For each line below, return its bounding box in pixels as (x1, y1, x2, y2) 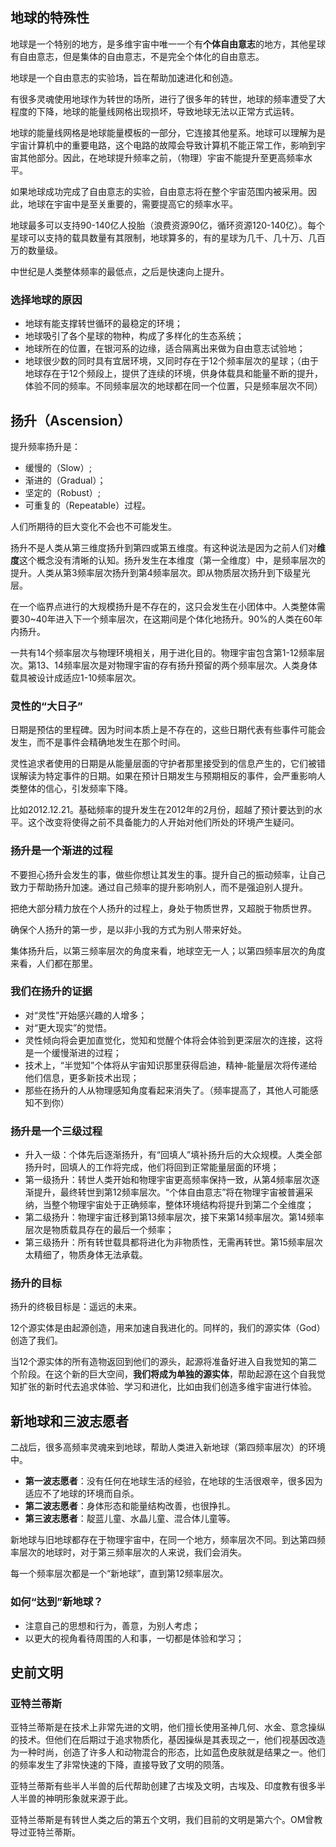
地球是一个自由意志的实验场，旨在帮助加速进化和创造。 (10, 71, 238, 83)
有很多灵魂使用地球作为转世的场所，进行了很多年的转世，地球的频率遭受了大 (10, 93, 326, 105)
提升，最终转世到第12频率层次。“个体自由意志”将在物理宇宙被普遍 (33, 1186, 305, 1198)
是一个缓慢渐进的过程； (24, 1046, 122, 1058)
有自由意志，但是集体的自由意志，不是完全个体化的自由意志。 (10, 50, 265, 62)
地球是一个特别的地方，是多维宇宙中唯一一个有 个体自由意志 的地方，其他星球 (10, 38, 326, 50)
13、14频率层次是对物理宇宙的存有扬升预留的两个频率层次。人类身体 (36, 659, 318, 671)
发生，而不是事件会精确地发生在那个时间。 (10, 736, 186, 748)
